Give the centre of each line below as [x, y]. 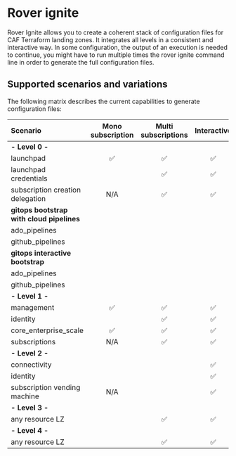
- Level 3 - [30, 408]
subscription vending [46, 387]
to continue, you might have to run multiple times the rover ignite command [116, 55]
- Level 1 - [30, 296]
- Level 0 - [30, 147]
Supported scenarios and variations [87, 85]
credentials [29, 178]
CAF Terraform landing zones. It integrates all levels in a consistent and [110, 39]
